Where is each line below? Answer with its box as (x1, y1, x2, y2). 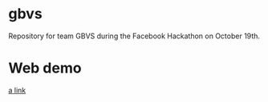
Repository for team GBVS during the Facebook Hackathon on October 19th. (8, 31, 261, 41)
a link (8, 85, 26, 95)
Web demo (8, 59, 82, 77)
